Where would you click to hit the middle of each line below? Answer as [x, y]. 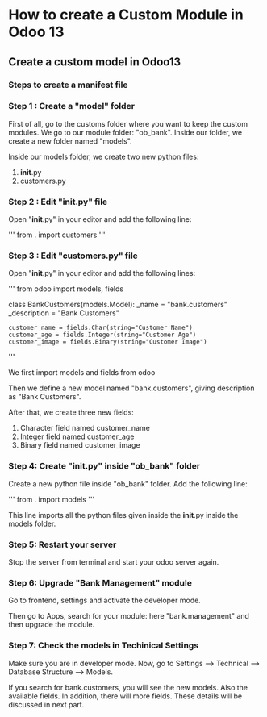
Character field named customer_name [85, 428]
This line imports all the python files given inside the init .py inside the [123, 515]
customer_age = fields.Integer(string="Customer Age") [102, 335]
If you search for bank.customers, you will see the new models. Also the [128, 687]
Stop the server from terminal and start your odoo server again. [114, 561]
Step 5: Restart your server [63, 544]
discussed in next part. [46, 704]
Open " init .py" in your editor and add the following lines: [102, 273]
